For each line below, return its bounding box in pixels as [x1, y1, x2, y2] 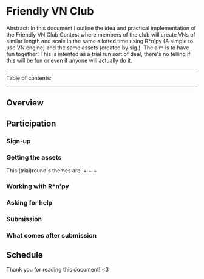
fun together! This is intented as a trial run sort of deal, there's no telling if [6, 50, 191, 57]
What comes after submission [6, 231, 97, 239]
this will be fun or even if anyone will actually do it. [6, 57, 132, 64]
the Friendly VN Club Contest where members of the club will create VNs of [6, 30, 195, 38]
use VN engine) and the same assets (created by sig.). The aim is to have [6, 44, 189, 51]
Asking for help [6, 198, 53, 207]
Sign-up [6, 136, 31, 145]
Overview [6, 97, 44, 108]
